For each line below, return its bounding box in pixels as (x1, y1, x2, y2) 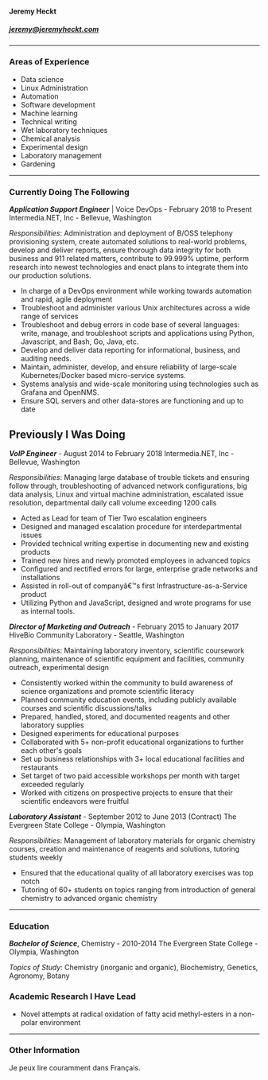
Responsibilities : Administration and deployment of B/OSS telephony (9, 228, 233, 238)
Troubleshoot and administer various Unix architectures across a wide (20, 303, 251, 313)
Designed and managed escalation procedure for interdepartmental (20, 521, 242, 531)
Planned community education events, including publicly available (20, 695, 237, 704)
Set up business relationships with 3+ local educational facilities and (20, 754, 245, 763)
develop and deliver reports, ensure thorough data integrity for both (9, 245, 231, 255)
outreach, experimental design (9, 662, 110, 672)
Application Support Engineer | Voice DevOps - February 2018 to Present (9, 205, 253, 214)
